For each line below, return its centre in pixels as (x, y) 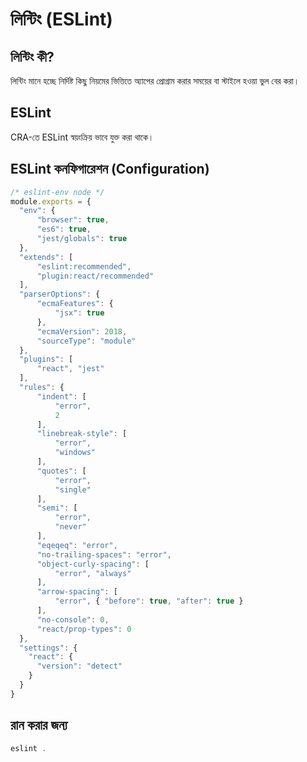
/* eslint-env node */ (57, 192)
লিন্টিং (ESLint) (61, 19)
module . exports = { (51, 201)
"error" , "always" (93, 573)
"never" (70, 527)
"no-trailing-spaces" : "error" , (104, 554)
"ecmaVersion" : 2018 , (82, 331)
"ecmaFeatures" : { (75, 304)
